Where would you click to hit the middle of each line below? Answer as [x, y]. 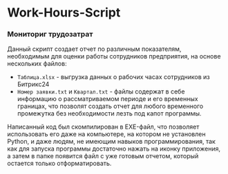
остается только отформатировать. [59, 164]
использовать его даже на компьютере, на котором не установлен [106, 134]
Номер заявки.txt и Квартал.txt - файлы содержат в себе [101, 91]
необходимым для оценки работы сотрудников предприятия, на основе [114, 56]
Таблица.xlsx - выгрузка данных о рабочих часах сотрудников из [113, 77]
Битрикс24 [33, 85]
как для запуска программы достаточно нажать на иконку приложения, [114, 149]
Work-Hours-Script [64, 13]
